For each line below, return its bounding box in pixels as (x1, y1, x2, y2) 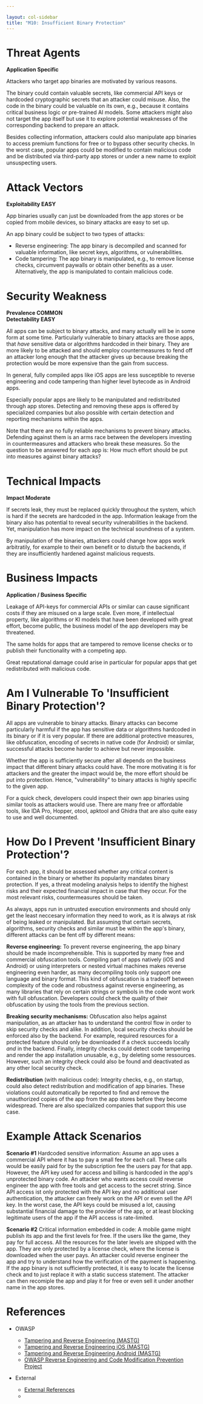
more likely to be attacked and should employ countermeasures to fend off (6, 347, 193, 354)
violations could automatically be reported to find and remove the (6, 1089, 170, 1097)
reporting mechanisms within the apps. (6, 415, 104, 423)
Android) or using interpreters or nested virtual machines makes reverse (6, 962, 187, 970)
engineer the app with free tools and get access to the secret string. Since (6, 1182, 192, 1189)
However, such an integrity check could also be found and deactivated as (6, 1058, 190, 1065)
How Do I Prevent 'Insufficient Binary (6, 835, 196, 849)
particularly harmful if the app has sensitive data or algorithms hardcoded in (6, 726, 196, 733)
